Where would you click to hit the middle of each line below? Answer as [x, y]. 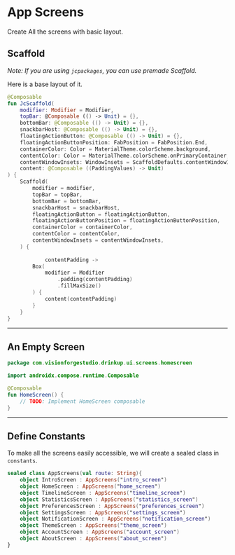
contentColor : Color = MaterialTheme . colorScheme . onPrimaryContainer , [125, 156]
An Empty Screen [46, 347]
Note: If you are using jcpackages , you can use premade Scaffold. [102, 70]
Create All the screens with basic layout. [65, 32]
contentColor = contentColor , [76, 234]
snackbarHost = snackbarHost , [76, 207]
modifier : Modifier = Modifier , [67, 110]
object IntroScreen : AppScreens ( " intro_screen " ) [94, 480]
